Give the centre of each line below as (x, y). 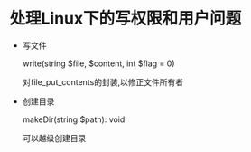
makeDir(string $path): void (74, 119)
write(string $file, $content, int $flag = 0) (98, 63)
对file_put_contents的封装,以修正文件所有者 (103, 81)
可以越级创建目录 (54, 138)
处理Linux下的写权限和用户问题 (125, 19)
